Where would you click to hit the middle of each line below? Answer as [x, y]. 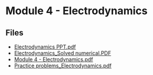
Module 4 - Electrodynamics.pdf [53, 59]
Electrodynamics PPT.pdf [45, 47]
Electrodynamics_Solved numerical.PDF [63, 53]
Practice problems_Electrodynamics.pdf [63, 66]
